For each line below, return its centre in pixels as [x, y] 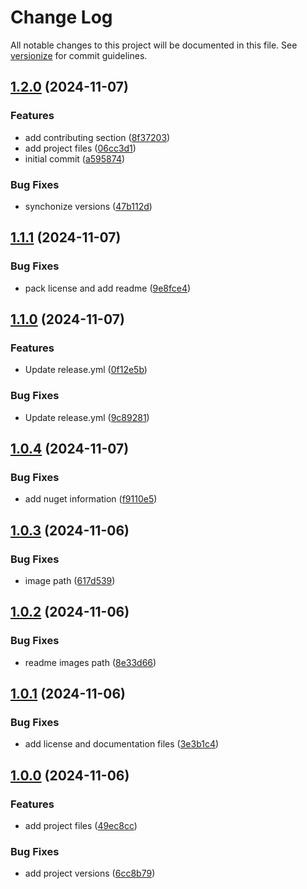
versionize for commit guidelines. [79, 55]
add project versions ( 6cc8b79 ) [90, 873]
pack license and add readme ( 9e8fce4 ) [108, 288]
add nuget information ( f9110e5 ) [91, 499]
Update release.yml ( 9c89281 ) [87, 417]
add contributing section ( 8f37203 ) [97, 137]
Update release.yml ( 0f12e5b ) [86, 370]
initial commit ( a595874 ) [75, 158]
